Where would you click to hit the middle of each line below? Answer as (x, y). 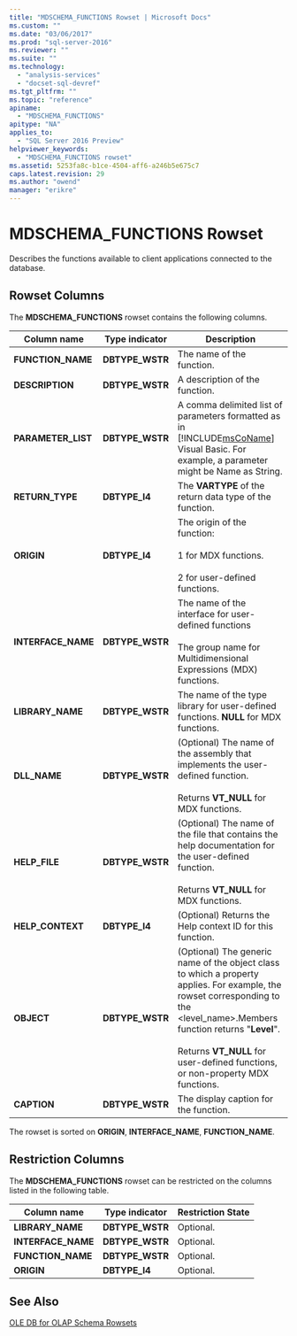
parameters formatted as (229, 415)
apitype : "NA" (35, 125)
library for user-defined (227, 706)
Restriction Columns (67, 1159)
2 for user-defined (217, 577)
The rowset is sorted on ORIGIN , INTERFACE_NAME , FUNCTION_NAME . (142, 1131)
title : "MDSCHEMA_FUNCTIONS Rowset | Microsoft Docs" (110, 17)
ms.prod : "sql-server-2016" (61, 42)
